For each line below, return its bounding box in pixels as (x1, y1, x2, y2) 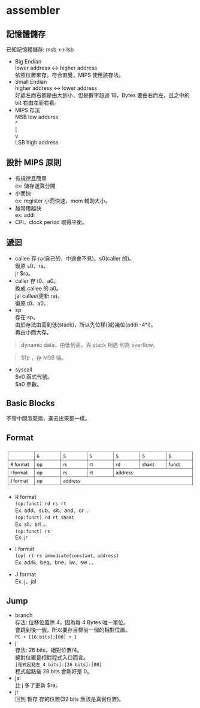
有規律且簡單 (14, 174, 47, 181)
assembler (6, 4, 60, 17)
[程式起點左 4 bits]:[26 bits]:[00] (14, 661, 102, 668)
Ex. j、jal (14, 578, 37, 585)
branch (14, 612, 33, 619)
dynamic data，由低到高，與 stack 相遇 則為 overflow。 (20, 341, 159, 348)
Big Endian (14, 58, 42, 65)
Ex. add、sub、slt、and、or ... (14, 507, 90, 514)
